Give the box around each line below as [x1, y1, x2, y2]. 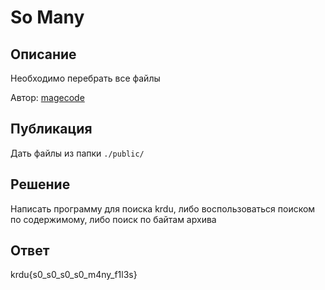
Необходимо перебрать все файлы [10, 72, 161, 84]
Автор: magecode [10, 92, 85, 103]
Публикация [10, 121, 93, 138]
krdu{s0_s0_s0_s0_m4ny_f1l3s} [10, 269, 138, 281]
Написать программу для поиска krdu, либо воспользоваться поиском [10, 202, 316, 215]
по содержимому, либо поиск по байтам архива [10, 213, 217, 225]
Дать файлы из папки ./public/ [10, 147, 145, 159]
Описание [10, 46, 77, 63]
